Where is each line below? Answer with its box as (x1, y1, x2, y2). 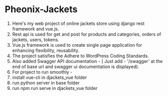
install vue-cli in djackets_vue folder (12, 74, 87, 80)
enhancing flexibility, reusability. (12, 47, 80, 53)
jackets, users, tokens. (12, 37, 59, 43)
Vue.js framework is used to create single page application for (12, 42, 143, 48)
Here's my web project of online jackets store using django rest (12, 20, 145, 26)
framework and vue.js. (12, 25, 59, 31)
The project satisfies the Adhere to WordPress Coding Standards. (12, 52, 149, 59)
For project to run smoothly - (12, 69, 73, 75)
